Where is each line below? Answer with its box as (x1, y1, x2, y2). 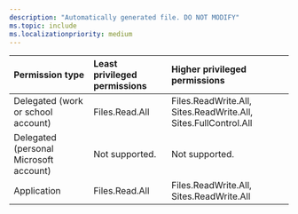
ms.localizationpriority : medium (9, 29, 133, 38)
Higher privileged (171, 63, 247, 75)
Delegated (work (13, 95, 84, 107)
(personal (13, 143, 54, 155)
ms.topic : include (9, 21, 77, 30)
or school (13, 106, 53, 118)
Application (13, 185, 61, 197)
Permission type (13, 68, 85, 81)
